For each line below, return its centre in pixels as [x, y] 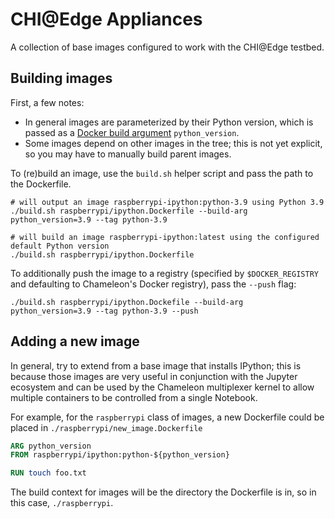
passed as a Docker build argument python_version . [132, 132]
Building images [61, 78]
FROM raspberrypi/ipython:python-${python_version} [120, 455]
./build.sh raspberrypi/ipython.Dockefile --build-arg [127, 302]
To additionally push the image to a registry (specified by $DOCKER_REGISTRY [164, 273]
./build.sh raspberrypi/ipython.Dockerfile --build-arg [129, 211]
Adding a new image [75, 341]
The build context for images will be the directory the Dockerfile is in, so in [163, 492]
